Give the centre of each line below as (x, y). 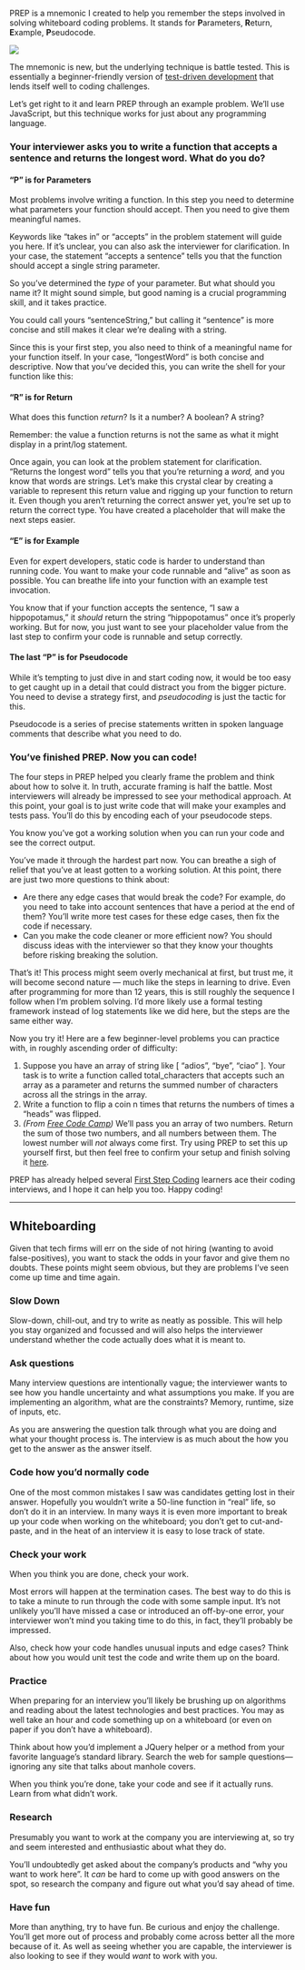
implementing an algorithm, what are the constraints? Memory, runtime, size (152, 1403)
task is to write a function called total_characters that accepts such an (153, 1076)
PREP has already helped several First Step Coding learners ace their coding (152, 1180)
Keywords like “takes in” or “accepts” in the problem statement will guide (146, 237)
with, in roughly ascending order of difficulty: (94, 1049)
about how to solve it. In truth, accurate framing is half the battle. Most (141, 787)
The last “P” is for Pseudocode (69, 657)
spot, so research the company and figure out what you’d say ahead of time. (152, 1884)
